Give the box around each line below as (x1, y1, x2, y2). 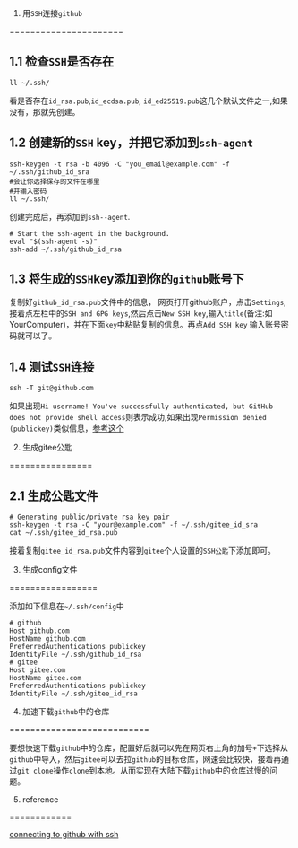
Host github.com (9, 626, 70, 635)
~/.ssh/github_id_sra (9, 167, 90, 177)
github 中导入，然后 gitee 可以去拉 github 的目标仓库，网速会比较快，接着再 (9, 754, 282, 765)
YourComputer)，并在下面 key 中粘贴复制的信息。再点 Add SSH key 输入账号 (9, 319, 282, 330)
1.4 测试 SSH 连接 (9, 359, 95, 374)
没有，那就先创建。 (9, 106, 81, 117)
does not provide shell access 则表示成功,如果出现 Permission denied (9, 412, 267, 423)
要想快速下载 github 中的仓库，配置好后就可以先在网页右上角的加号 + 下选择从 (9, 743, 289, 754)
